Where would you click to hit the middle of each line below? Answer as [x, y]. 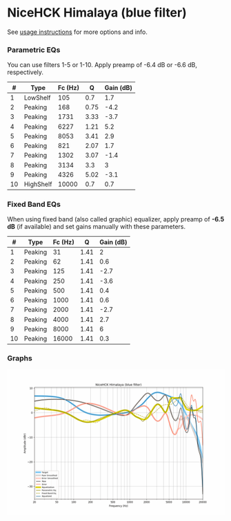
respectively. [25, 72]
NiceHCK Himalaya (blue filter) [97, 13]
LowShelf [37, 98]
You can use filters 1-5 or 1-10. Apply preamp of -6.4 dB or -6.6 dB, [102, 65]
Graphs [20, 358]
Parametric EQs [34, 50]
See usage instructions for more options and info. [78, 32]
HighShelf [38, 184]
